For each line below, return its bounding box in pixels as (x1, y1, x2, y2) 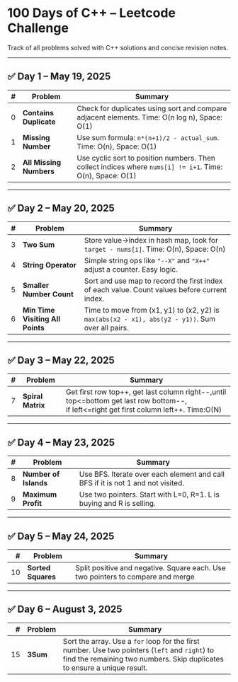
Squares (27, 572, 57, 582)
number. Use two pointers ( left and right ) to (62, 645, 215, 655)
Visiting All (22, 313, 61, 323)
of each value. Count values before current (84, 284, 227, 294)
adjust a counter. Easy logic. (84, 264, 178, 274)
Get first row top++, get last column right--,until (66, 387, 227, 397)
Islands (22, 478, 48, 488)
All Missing (22, 157, 62, 167)
